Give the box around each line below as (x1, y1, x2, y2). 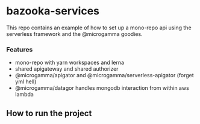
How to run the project (6, 108, 92, 118)
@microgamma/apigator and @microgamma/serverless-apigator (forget (14, 72, 194, 79)
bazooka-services (6, 4, 100, 18)
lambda (14, 91, 34, 98)
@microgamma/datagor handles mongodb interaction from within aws (14, 84, 190, 92)
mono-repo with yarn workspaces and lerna (14, 59, 125, 66)
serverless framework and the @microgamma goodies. (6, 30, 143, 37)
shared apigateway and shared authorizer (14, 65, 119, 72)
